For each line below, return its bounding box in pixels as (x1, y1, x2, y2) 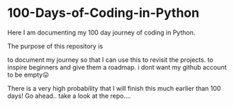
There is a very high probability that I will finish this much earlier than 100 (7, 84, 221, 92)
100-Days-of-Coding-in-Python (7, 5, 200, 21)
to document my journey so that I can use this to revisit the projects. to (7, 55, 214, 64)
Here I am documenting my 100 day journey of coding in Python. (7, 28, 196, 37)
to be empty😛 (7, 70, 50, 79)
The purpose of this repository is (7, 42, 104, 50)
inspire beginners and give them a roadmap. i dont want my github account (7, 63, 227, 71)
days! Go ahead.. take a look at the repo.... (7, 92, 131, 100)
